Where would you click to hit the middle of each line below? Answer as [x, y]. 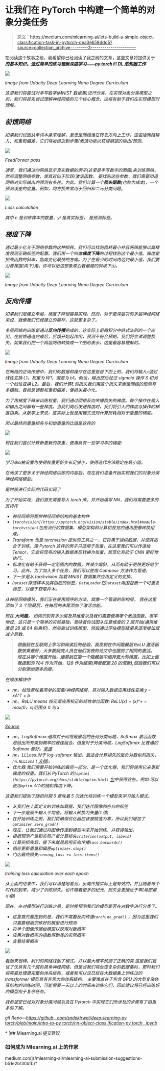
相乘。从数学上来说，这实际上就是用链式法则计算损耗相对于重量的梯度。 [82, 413]
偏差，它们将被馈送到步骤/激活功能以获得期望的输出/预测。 [86, 141]
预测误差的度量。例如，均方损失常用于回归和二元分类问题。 [65, 188]
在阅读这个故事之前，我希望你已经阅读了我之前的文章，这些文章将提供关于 [80, 57]
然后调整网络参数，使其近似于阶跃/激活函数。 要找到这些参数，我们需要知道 [82, 176]
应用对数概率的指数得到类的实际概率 [49, 935]
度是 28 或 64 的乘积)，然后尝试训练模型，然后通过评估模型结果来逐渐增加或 [82, 628]
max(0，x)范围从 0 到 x [36, 708]
